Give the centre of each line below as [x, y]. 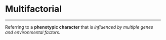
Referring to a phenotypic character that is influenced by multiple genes [79, 27]
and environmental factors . [33, 32]
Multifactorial [33, 9]
